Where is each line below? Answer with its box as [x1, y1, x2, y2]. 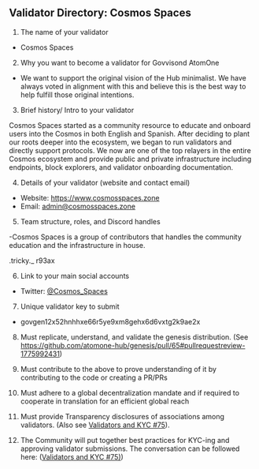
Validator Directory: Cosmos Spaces [9, 6, 191, 20]
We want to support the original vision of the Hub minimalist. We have [20, 73, 247, 82]
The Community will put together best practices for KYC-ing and [20, 435, 230, 445]
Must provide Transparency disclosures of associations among [20, 411, 225, 421]
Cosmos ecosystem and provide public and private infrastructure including [9, 154, 252, 163]
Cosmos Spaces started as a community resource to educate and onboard [9, 120, 251, 129]
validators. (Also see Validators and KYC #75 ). [20, 420, 170, 430]
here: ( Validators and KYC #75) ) [20, 452, 124, 461]
